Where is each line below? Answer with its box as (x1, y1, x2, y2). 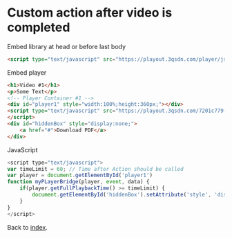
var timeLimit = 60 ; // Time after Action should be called (7, 165, 184, 172)
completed (7, 19, 70, 35)
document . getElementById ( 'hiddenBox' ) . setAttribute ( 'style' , (32, 192, 212, 199)
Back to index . (7, 223, 48, 231)
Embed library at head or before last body (7, 42, 126, 51)
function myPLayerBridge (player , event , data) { (7, 178, 150, 185)
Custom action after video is (7, 5, 173, 21)
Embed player (7, 68, 47, 77)
